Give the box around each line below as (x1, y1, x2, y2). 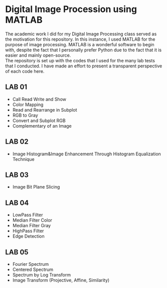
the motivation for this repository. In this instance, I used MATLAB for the (5, 36, 155, 42)
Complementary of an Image (12, 123, 72, 129)
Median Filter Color (12, 217, 53, 223)
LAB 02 (5, 137, 29, 146)
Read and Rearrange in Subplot (12, 107, 77, 113)
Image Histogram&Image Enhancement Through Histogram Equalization (12, 151, 161, 157)
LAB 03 (5, 170, 29, 179)
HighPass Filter (12, 228, 44, 234)
